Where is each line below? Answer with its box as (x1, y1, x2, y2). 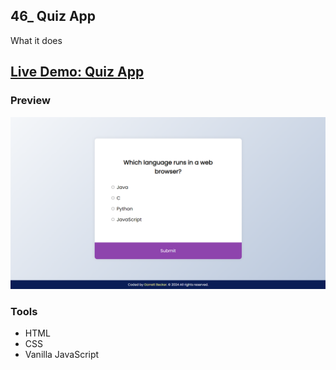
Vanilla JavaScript (24, 349, 100, 361)
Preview (10, 94, 51, 108)
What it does (10, 34, 63, 46)
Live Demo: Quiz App (10, 64, 145, 81)
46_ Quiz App (10, 8, 97, 25)
